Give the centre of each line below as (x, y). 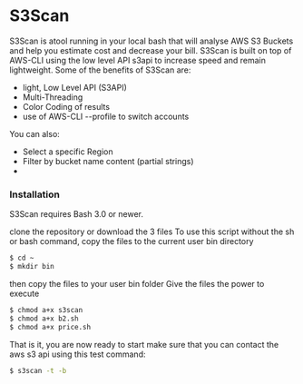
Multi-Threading (53, 97)
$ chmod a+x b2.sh (44, 319)
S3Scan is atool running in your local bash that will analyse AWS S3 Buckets (151, 41)
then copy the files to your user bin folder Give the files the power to (137, 283)
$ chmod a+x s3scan (46, 310)
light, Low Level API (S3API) (74, 87)
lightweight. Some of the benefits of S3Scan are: (100, 70)
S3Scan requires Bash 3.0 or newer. (76, 214)
